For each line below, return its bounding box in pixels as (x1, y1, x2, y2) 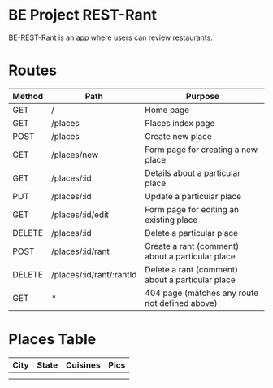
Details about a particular (145, 167, 241, 178)
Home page (145, 104, 189, 116)
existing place (145, 214, 198, 225)
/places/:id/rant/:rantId (51, 268, 137, 280)
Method (12, 90, 44, 102)
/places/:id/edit (51, 209, 110, 220)
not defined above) (145, 297, 218, 308)
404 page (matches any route (145, 287, 259, 299)
